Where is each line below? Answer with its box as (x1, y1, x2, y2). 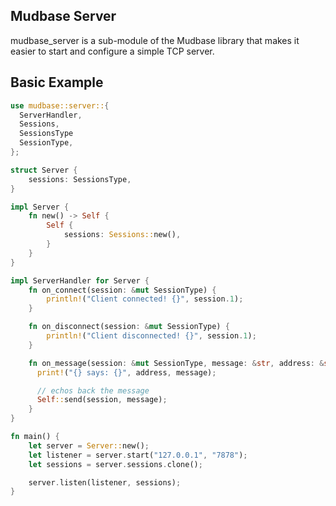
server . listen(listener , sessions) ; (28, 477, 182, 488)
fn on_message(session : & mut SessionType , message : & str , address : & (28, 358, 325, 368)
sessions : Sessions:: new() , (63, 230, 182, 240)
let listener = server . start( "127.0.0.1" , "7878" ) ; (28, 450, 248, 460)
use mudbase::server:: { (10, 100, 110, 111)
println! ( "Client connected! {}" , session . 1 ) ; (46, 294, 244, 304)
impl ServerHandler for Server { (10, 275, 150, 286)
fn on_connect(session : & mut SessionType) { (28, 285, 217, 295)
